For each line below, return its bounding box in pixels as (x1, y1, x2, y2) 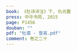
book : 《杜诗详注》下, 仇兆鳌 (6, 8, 72, 15)
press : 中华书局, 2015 (6, 14, 58, 20)
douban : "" (6, 25, 33, 31)
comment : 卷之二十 (6, 36, 48, 42)
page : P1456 (6, 19, 35, 25)
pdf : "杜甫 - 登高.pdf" (6, 30, 61, 36)
